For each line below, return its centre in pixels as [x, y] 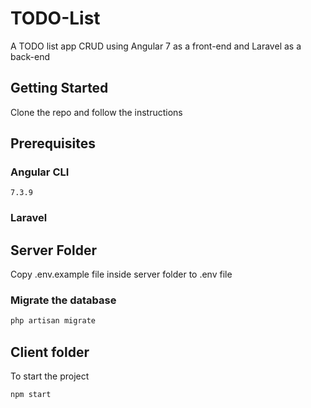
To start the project [50, 376]
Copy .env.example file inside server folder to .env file [121, 274]
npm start [31, 395]
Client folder [50, 352]
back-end [30, 56]
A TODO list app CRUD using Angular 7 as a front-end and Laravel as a [156, 46]
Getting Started [59, 88]
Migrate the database [63, 300]
